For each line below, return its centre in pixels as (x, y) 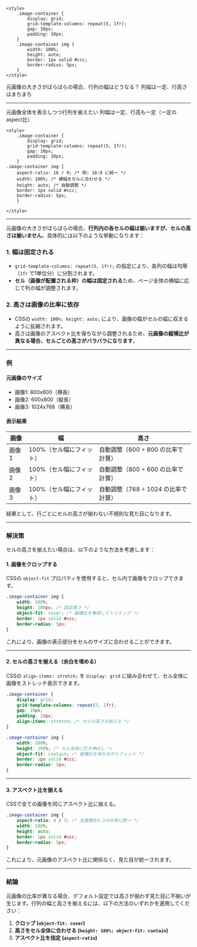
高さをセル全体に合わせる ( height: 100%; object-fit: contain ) (91, 930)
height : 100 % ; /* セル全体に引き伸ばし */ (65, 749)
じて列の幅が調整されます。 (48, 288)
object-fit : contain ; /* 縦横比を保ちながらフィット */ (81, 754)
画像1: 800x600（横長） (44, 392)
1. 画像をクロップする (32, 564)
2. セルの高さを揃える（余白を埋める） (53, 662)
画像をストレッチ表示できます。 (45, 683)
